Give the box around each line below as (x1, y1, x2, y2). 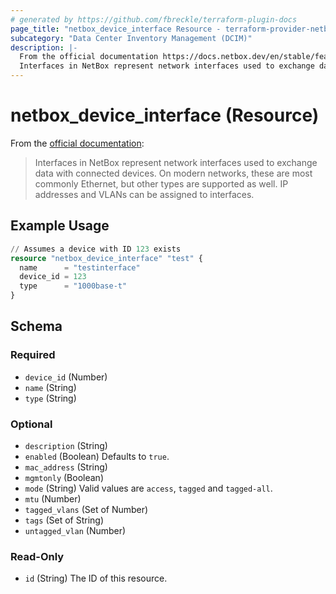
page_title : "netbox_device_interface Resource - (10, 24, 222, 34)
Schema (10, 318, 63, 335)
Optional (10, 417, 53, 431)
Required (10, 348, 56, 362)
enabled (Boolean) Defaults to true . (24, 450, 170, 462)
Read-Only (10, 549, 65, 563)
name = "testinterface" (19, 262, 141, 273)
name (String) (24, 381, 77, 393)
